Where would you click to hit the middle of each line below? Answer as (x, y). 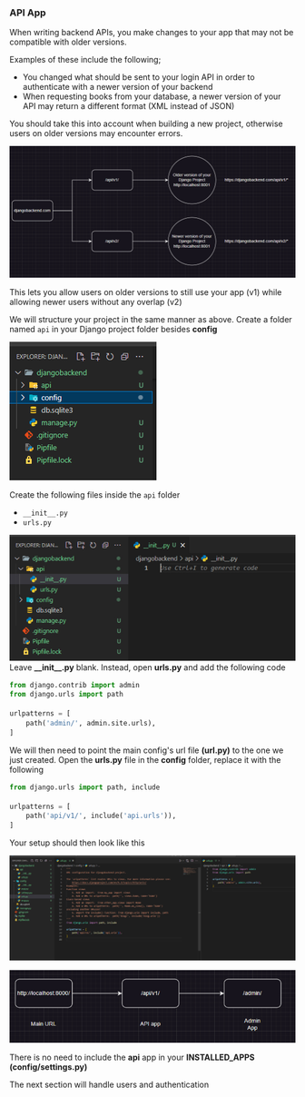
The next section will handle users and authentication (109, 1085)
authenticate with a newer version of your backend (118, 87)
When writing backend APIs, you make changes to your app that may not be (152, 33)
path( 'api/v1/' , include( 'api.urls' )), (101, 816)
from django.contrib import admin (75, 685)
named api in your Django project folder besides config (113, 329)
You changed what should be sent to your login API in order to (139, 77)
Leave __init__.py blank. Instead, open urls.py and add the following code (148, 667)
